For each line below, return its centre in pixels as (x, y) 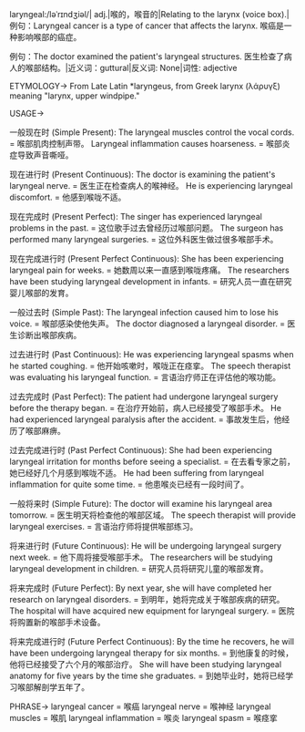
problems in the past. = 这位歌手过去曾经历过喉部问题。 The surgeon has (147, 228)
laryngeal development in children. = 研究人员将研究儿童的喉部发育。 (139, 568)
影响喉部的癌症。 (49, 37)
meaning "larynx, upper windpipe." (75, 96)
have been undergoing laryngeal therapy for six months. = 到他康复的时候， (152, 653)
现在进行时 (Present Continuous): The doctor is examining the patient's (142, 174)
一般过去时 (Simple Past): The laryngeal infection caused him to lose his (144, 312)
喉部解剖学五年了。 (53, 687)
